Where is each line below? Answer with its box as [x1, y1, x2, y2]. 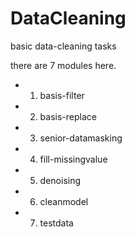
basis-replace [39, 110, 97, 122]
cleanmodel [39, 195, 89, 207]
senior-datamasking [39, 132, 123, 144]
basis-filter [39, 89, 85, 101]
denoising [39, 174, 82, 186]
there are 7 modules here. [10, 59, 117, 71]
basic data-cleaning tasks [10, 40, 117, 52]
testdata [39, 217, 74, 229]
